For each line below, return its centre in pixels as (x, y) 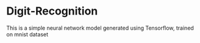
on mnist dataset (27, 34)
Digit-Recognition (52, 11)
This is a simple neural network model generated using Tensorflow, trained (100, 28)
